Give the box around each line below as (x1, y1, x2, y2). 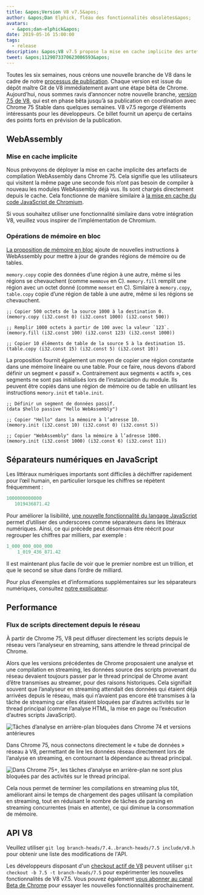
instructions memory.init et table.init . (6, 388, 104, 396)
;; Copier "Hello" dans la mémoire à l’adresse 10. (6, 416, 140, 423)
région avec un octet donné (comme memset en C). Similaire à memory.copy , (6, 283, 192, 291)
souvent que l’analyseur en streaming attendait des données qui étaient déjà (6, 685, 197, 693)
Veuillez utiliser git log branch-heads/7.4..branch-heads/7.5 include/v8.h (6, 844, 195, 851)
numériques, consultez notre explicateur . (6, 585, 109, 592)
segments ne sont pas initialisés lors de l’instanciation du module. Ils (6, 376, 178, 383)
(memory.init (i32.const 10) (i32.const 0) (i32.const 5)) (6, 422, 159, 428)
